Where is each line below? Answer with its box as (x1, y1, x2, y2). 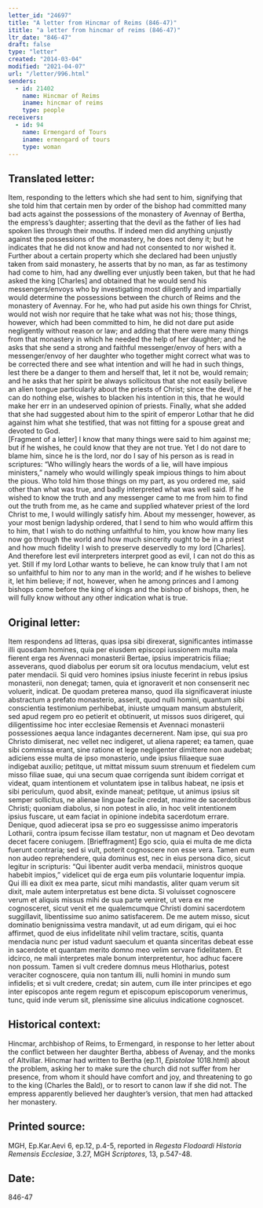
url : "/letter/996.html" (8, 70, 89, 78)
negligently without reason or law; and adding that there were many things (8, 327, 249, 336)
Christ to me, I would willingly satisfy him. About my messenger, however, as (8, 509, 256, 519)
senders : (8, 77, 37, 85)
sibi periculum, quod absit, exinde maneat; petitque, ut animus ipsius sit (8, 786, 240, 796)
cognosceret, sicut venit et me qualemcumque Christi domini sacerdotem (8, 903, 246, 913)
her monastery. (8, 1097, 57, 1107)
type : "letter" (8, 48, 58, 56)
